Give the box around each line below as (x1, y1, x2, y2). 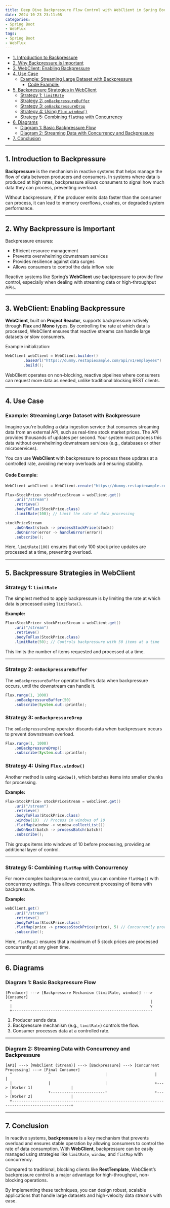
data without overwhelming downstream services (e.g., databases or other (5, 440, 161, 446)
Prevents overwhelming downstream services (12, 253, 108, 259)
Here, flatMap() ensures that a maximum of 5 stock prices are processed (5, 938, 158, 945)
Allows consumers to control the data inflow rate (12, 264, 114, 270)
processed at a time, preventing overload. (5, 549, 93, 555)
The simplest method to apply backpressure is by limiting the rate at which (5, 595, 161, 601)
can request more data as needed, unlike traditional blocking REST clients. (5, 377, 160, 383)
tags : (5, 31, 17, 36)
